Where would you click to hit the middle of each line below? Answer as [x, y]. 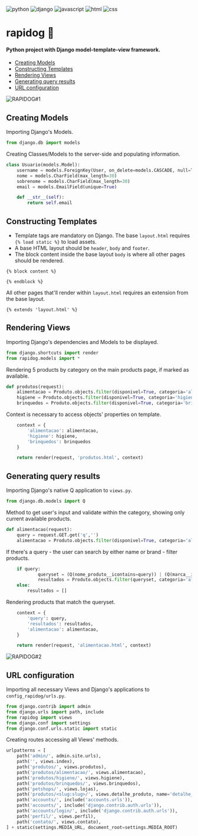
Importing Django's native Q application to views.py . [69, 490]
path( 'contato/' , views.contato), [59, 822]
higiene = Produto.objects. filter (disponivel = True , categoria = [96, 398]
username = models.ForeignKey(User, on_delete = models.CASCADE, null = [104, 170]
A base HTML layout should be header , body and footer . [82, 248]
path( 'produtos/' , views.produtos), [62, 767]
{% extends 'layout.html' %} [42, 310]
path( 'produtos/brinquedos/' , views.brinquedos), [79, 783]
